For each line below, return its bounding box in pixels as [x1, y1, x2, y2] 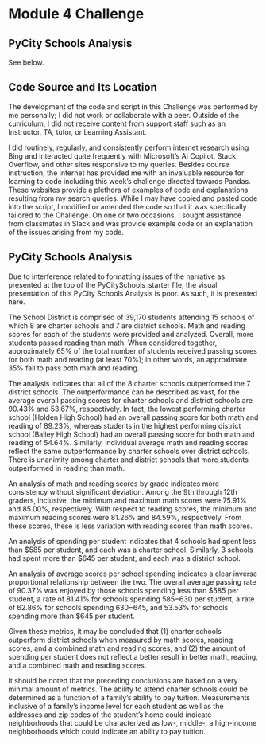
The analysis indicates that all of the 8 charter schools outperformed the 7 [8, 378, 251, 388]
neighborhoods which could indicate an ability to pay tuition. [8, 726, 206, 736]
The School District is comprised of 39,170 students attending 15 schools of [8, 312, 255, 322]
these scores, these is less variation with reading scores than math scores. [8, 521, 253, 531]
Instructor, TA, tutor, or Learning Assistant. [8, 127, 147, 136]
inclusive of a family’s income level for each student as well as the [8, 701, 224, 711]
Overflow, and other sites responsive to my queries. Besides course [8, 159, 229, 169]
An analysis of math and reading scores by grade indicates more [8, 479, 220, 488]
